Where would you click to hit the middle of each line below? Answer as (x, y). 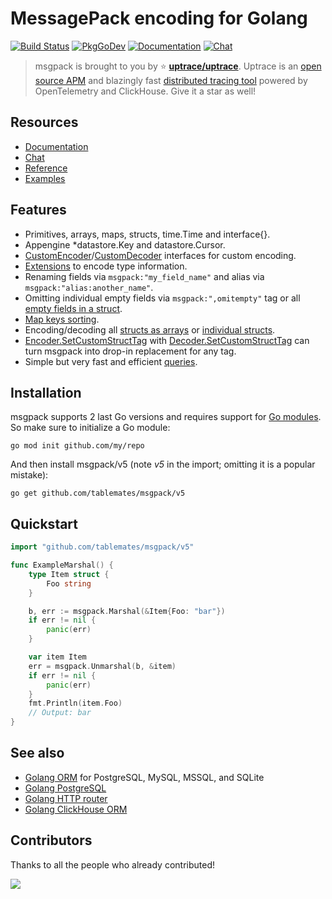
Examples (45, 178)
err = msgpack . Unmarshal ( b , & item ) (102, 666)
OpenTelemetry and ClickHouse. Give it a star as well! (145, 91)
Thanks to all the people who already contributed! (113, 864)
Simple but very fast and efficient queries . (111, 361)
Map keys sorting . (62, 319)
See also (37, 753)
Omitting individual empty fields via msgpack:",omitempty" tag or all (162, 298)
